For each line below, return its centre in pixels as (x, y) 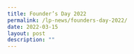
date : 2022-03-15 (33, 27)
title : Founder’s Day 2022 (47, 14)
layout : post (26, 33)
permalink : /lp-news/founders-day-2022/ (68, 20)
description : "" (31, 40)
